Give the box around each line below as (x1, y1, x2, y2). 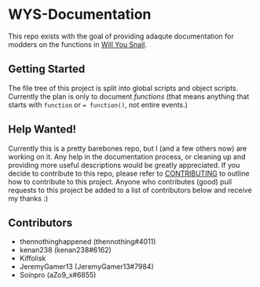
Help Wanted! (8, 123, 77, 136)
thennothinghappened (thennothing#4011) (19, 237, 156, 246)
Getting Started (8, 63, 86, 76)
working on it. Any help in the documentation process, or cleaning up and (8, 151, 246, 162)
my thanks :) (8, 194, 49, 203)
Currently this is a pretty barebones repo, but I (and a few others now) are (8, 143, 247, 153)
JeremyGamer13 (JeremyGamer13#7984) (19, 262, 155, 271)
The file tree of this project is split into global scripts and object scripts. (8, 83, 239, 93)
